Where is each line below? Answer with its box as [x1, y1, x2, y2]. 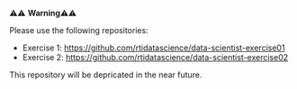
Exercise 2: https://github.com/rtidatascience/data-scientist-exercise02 [22, 52, 289, 62]
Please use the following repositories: [9, 25, 148, 35]
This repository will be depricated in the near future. [9, 69, 202, 80]
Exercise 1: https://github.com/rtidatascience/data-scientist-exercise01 [22, 42, 285, 53]
